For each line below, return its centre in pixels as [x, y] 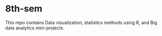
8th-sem [24, 9]
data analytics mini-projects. [35, 27]
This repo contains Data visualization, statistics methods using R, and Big [81, 22]
